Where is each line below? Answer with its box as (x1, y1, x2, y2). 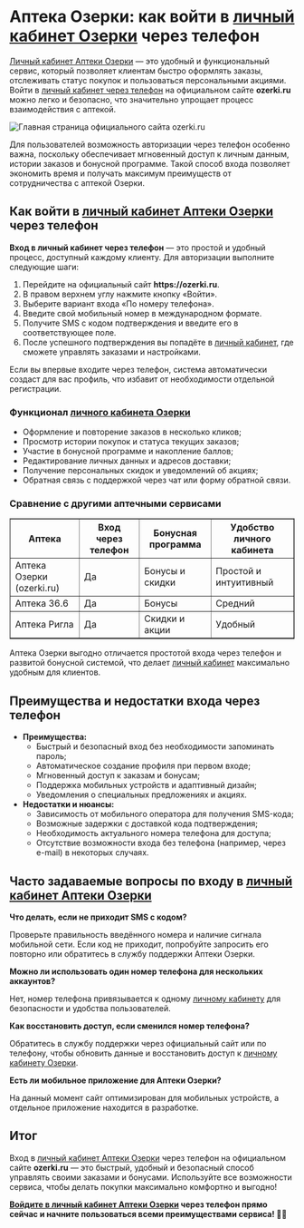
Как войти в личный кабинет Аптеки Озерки (9, 204, 274, 219)
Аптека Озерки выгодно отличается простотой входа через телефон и (9, 648, 282, 658)
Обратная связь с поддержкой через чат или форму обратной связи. (22, 474, 291, 486)
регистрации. (9, 383, 62, 394)
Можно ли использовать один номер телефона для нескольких (9, 966, 263, 977)
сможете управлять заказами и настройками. (22, 346, 201, 357)
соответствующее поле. (22, 326, 117, 337)
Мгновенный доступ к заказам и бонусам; (35, 770, 201, 781)
